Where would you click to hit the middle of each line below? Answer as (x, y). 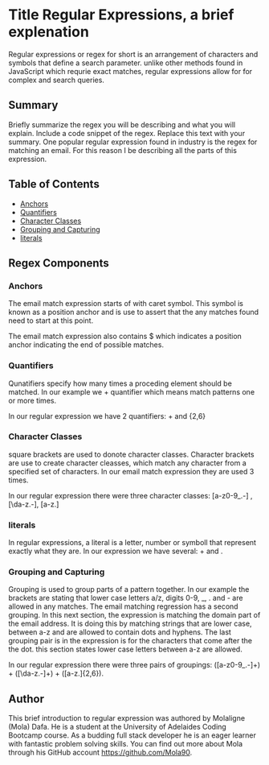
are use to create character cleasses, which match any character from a (127, 463)
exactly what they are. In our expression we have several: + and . (116, 551)
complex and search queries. (56, 80)
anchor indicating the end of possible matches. (86, 345)
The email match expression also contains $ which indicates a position (125, 337)
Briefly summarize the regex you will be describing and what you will (122, 124)
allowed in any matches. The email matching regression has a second (123, 606)
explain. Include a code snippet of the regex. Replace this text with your (127, 133)
